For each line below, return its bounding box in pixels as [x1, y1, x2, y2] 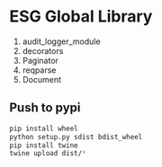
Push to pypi [9, 101, 81, 116]
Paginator [22, 55, 58, 66]
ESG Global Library [9, 6, 153, 27]
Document [22, 74, 61, 84]
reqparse [22, 65, 57, 75]
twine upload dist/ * [9, 149, 87, 158]
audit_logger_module [22, 36, 101, 47]
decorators [22, 45, 64, 56]
